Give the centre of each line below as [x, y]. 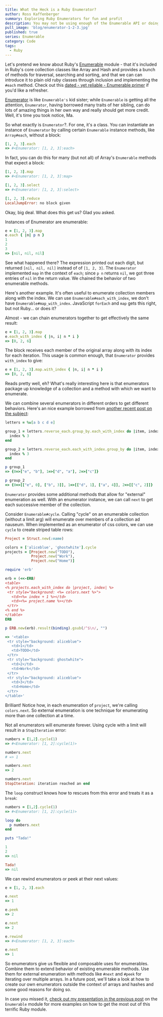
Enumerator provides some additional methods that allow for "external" [75, 494]
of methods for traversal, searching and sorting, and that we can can [74, 75]
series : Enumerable [25, 37]
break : [11, 798]
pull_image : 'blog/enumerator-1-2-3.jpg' [48, 28]
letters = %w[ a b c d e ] [30, 423]
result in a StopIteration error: [36, 730]
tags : [10, 46]
